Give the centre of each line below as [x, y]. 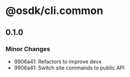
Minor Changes [28, 49]
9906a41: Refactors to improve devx [58, 61]
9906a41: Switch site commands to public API [69, 68]
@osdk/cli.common [54, 11]
